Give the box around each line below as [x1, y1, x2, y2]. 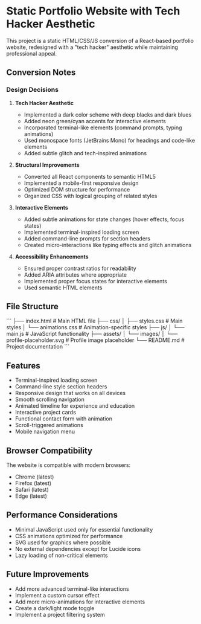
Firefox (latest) [14, 480, 52, 487]
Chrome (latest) [14, 473, 54, 481]
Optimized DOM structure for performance [24, 185, 130, 193]
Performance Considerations [6, 510, 118, 520]
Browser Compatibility [6, 445, 92, 455]
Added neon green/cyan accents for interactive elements [24, 117, 166, 124]
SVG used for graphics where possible [14, 539, 111, 546]
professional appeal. [6, 50, 57, 57]
